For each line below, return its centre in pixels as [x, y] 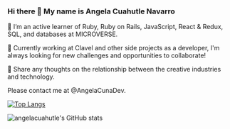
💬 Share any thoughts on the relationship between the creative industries [114, 69]
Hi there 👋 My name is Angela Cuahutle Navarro [92, 11]
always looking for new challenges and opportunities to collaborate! [107, 55]
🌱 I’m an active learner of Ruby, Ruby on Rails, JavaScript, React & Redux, [115, 27]
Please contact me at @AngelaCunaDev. [67, 91]
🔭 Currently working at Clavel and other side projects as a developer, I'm [114, 48]
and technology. [31, 77]
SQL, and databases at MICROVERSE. [63, 34]
